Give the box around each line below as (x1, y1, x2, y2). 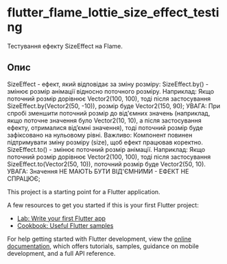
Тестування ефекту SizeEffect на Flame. (7, 42, 123, 50)
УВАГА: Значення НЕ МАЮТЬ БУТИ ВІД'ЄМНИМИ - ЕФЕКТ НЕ (7, 167, 189, 175)
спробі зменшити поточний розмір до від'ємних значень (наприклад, (7, 109, 211, 117)
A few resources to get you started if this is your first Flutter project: (7, 200, 199, 209)
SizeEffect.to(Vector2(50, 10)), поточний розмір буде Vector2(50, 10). (7, 159, 206, 168)
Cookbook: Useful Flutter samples (16, 221, 114, 230)
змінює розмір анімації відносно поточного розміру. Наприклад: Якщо (7, 87, 215, 95)
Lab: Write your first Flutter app (16, 214, 106, 222)
